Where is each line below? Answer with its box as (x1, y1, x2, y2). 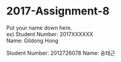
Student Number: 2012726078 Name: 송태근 (6, 49, 116, 57)
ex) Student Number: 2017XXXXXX (6, 30, 94, 37)
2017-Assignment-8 (6, 4, 110, 18)
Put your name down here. (6, 24, 73, 31)
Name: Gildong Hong (6, 37, 59, 44)
